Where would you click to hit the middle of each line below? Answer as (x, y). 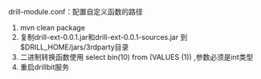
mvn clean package (53, 28)
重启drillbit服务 (45, 67)
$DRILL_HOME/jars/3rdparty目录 (74, 47)
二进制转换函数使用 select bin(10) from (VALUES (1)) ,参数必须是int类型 (137, 57)
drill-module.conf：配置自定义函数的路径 (75, 12)
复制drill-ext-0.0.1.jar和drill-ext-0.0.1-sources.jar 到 (104, 37)
